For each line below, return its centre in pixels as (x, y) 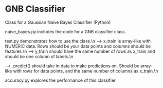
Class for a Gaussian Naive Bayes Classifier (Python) (58, 22)
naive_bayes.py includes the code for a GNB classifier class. (65, 31)
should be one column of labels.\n (39, 56)
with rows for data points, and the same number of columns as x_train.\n (85, 71)
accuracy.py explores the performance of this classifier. (61, 80)
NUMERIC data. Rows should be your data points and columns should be (78, 46)
